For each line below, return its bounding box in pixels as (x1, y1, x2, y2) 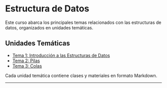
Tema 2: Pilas (12, 58, 40, 64)
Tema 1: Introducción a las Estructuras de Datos (12, 52, 110, 58)
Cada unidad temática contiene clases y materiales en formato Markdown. (5, 73, 158, 79)
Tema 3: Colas (12, 63, 42, 69)
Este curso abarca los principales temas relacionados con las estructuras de (5, 19, 162, 25)
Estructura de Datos (5, 3, 89, 14)
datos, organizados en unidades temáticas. (5, 24, 93, 30)
